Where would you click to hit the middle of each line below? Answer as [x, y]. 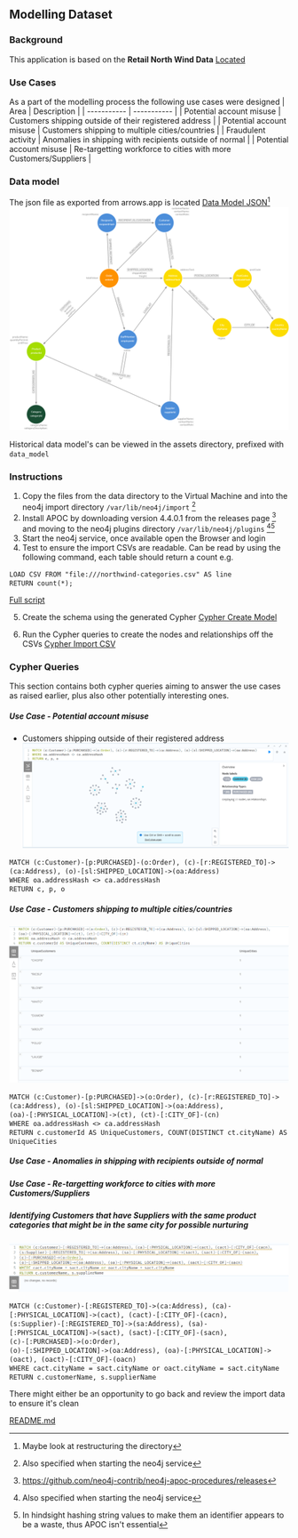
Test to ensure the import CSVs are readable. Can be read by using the [151, 547]
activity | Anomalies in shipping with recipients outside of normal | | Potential [149, 139]
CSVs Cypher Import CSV [69, 643]
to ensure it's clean [44, 1403]
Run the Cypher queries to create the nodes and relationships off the [147, 634]
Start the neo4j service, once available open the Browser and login [144, 538]
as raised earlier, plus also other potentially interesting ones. [119, 696]
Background [36, 40]
